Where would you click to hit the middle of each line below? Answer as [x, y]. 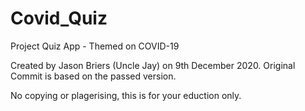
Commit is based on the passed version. [93, 76]
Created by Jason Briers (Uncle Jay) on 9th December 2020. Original [153, 65]
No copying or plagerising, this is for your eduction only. [126, 95]
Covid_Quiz [59, 18]
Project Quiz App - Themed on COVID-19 [95, 46]
